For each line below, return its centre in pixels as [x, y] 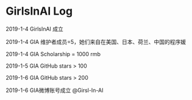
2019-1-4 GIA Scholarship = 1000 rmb [53, 54]
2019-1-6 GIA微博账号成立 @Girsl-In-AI [55, 90]
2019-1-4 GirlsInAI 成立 [34, 29]
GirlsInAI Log [39, 11]
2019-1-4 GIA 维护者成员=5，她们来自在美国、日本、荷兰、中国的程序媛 [96, 41]
